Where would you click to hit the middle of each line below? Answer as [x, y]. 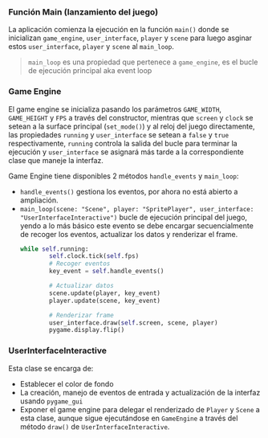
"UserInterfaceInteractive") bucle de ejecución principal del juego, [133, 217]
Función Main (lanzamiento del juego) [83, 12]
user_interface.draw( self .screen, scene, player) [134, 323]
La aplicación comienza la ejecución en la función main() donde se [119, 30]
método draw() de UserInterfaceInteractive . [95, 426]
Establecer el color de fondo [67, 383]
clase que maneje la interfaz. [56, 160]
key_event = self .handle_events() [107, 272]
